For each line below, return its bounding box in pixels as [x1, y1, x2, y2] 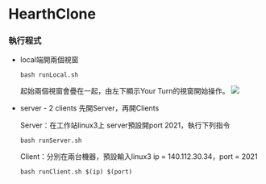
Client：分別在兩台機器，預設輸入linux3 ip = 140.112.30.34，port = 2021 [19, 152, 258, 161]
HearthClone [8, 5, 97, 23]
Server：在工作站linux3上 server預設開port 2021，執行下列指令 [19, 120, 231, 130]
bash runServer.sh [19, 136, 82, 145]
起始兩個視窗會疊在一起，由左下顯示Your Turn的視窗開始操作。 [19, 86, 230, 96]
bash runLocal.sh [19, 71, 79, 79]
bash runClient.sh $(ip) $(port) [19, 168, 133, 176]
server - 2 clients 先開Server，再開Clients [19, 103, 160, 113]
